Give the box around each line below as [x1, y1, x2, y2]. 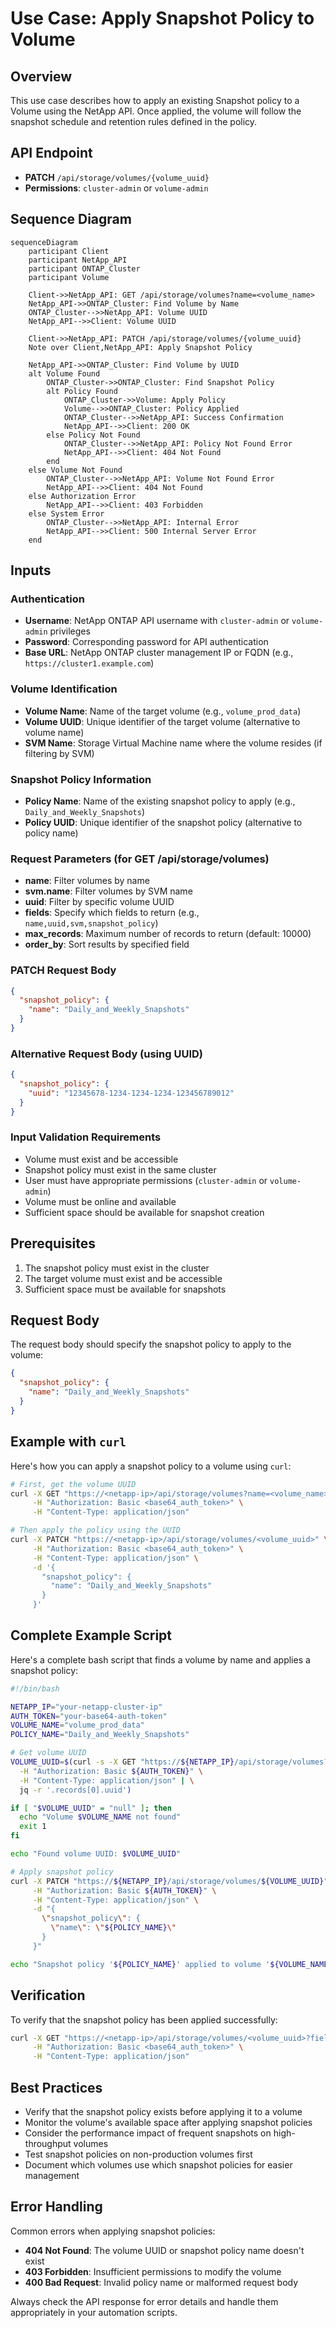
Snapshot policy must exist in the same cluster [24, 1163, 217, 1176]
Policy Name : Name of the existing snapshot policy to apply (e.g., [24, 795, 296, 807]
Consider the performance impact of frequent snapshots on [24, 2127, 272, 2139]
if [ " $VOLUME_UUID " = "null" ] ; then [10, 1803, 172, 1813]
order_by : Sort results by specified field [24, 938, 190, 951]
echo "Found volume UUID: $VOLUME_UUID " [10, 1849, 182, 1859]
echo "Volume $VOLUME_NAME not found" [19, 1812, 182, 1822]
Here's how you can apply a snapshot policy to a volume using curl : [10, 1460, 292, 1472]
